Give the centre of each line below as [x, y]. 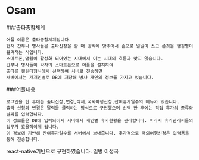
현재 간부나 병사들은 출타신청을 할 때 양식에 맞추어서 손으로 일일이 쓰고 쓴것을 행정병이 [100, 46]
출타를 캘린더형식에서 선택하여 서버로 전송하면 [55, 71]
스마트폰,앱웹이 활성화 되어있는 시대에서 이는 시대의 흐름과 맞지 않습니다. [85, 59]
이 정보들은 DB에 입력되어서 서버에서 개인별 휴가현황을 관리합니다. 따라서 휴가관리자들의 [100, 120]
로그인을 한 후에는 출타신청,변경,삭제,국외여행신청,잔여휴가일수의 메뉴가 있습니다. [93, 101]
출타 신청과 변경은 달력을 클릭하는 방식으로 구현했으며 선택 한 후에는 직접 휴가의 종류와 [100, 108]
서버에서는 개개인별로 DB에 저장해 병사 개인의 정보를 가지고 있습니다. [80, 78]
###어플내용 [21, 89]
